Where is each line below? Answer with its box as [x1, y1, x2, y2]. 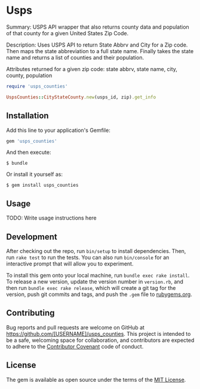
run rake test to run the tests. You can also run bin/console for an [6, 254, 170, 261]
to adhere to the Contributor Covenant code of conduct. [6, 342, 144, 350]
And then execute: [6, 149, 51, 156]
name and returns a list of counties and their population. [6, 54, 144, 61]
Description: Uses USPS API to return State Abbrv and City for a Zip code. [6, 41, 188, 48]
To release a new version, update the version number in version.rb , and [6, 278, 184, 285]
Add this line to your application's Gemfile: [6, 126, 110, 134]
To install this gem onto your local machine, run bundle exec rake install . [6, 272, 190, 279]
